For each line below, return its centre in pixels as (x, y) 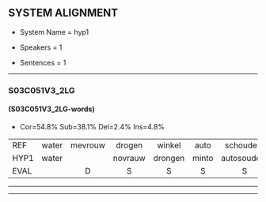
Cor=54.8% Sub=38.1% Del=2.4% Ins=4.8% (92, 126)
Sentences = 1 (43, 62)
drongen (169, 158)
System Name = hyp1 (54, 32)
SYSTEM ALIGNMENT (63, 13)
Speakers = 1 (41, 47)
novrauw (129, 158)
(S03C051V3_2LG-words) (51, 109)
